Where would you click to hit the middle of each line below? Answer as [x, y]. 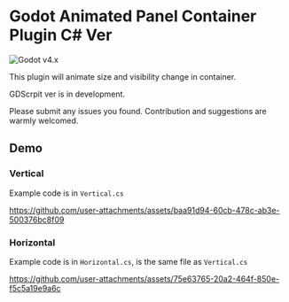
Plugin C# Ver [61, 35]
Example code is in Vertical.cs [66, 193]
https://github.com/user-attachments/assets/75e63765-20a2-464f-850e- [144, 279]
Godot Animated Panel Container [133, 16]
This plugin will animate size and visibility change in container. [123, 76]
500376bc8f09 [37, 220]
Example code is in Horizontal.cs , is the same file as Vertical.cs [129, 261]
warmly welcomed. [44, 120]
